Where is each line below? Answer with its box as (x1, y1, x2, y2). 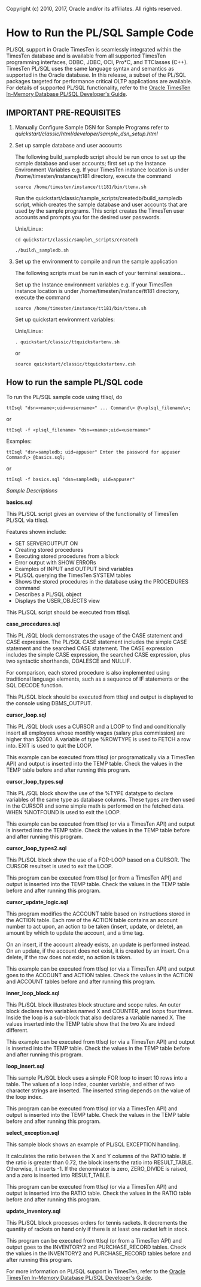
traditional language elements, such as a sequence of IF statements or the (6, 675, 189, 682)
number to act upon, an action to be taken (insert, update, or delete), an (6, 923, 183, 930)
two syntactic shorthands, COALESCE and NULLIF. (6, 657, 132, 664)
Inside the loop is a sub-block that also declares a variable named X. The (6, 1014, 186, 1021)
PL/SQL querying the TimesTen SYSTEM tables (14, 572, 132, 579)
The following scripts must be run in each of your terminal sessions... (14, 269, 185, 276)
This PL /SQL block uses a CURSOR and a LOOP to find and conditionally (6, 723, 186, 730)
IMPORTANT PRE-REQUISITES (6, 108, 121, 118)
